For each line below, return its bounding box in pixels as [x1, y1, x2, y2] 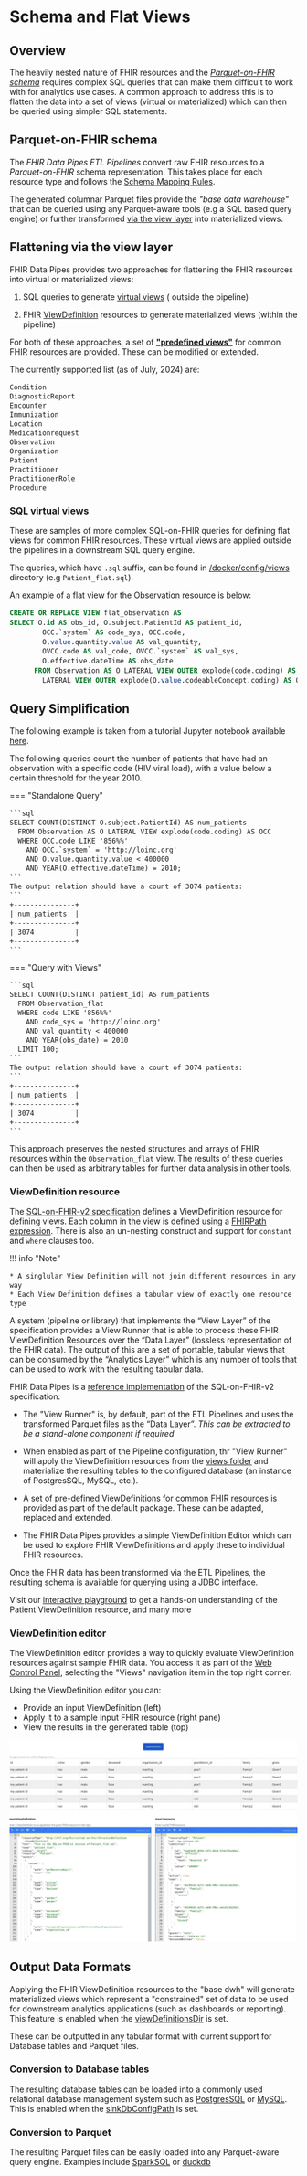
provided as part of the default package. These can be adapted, [22, 1502, 264, 1513]
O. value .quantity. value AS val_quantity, [42, 637, 203, 646]
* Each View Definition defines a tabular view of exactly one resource [9, 1290, 292, 1300]
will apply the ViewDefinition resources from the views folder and [22, 1456, 269, 1467]
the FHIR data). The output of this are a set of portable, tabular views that [9, 1344, 285, 1355]
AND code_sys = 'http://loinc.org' [26, 1017, 162, 1026]
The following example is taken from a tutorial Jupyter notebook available [9, 725, 286, 737]
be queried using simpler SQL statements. [9, 106, 167, 116]
